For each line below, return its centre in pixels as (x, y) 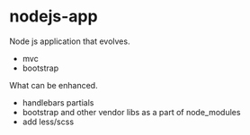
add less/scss (48, 122)
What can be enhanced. (54, 85)
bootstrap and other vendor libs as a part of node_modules (131, 112)
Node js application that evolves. (70, 41)
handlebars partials (58, 102)
